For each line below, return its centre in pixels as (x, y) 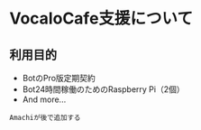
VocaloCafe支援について (101, 19)
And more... (44, 99)
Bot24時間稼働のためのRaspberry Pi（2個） (103, 89)
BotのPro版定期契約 (59, 78)
